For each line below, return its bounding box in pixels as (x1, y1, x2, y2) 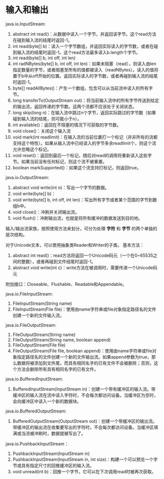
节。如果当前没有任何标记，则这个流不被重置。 (12, 159, 107, 164)
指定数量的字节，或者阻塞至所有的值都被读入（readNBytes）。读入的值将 (12, 67, 159, 72)
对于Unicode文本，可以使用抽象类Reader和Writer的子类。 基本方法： (5, 242, 144, 248)
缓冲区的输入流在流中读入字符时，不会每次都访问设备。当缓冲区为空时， (12, 392, 158, 398)
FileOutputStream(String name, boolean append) (12, 337, 111, 342)
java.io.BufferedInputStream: (5, 376, 63, 382)
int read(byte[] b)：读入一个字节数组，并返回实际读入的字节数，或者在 (12, 43, 154, 49)
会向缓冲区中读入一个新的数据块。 (12, 398, 82, 404)
